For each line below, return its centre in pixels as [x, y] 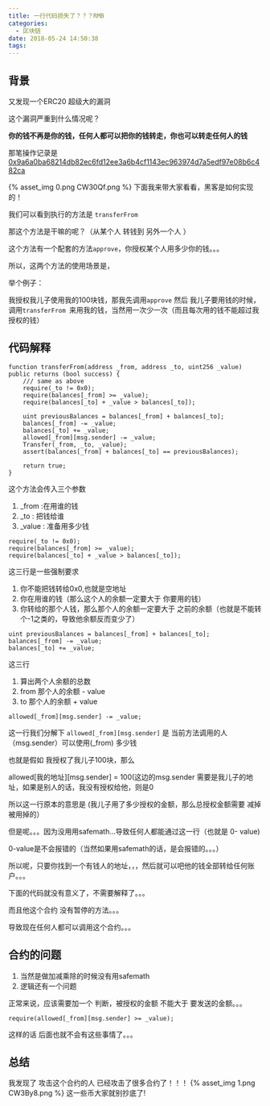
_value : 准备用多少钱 [55, 526]
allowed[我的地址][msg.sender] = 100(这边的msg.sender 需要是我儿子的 [127, 777]
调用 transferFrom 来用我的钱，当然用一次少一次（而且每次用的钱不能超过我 [134, 310]
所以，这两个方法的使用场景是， [61, 265]
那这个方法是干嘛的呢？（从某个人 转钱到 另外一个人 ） [99, 231]
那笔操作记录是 [33, 152]
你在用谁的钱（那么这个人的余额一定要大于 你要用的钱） [112, 598]
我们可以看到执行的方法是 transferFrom [73, 214]
